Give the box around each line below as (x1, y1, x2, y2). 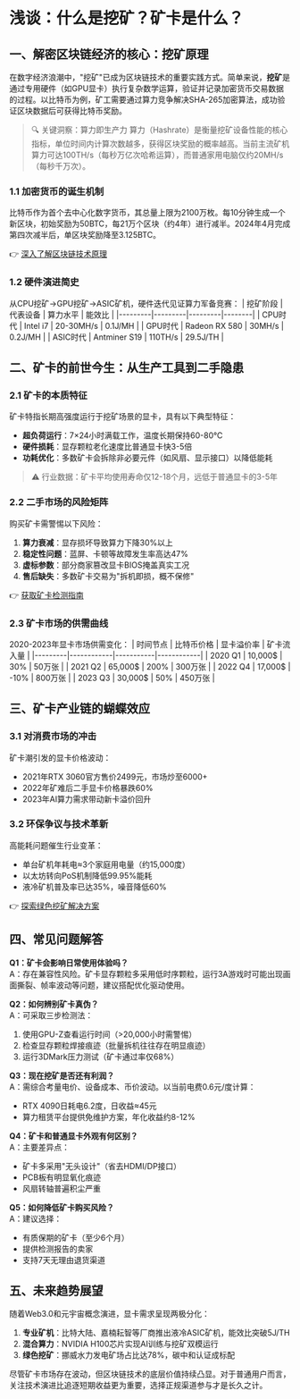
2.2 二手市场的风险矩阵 (9, 496, 109, 509)
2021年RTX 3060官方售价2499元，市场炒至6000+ (21, 771, 208, 782)
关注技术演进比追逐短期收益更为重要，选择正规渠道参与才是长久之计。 (9, 1380, 268, 1391)
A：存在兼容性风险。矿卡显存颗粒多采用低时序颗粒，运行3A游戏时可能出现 (9, 968, 283, 979)
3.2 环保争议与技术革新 (9, 818, 109, 830)
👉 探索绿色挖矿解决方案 (9, 900, 100, 911)
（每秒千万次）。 (30, 161, 91, 171)
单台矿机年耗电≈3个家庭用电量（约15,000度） (21, 859, 190, 870)
